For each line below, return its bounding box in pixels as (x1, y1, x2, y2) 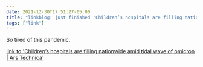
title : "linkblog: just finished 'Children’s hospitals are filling (6, 14, 182, 20)
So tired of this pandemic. (6, 36, 71, 44)
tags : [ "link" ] (6, 20, 45, 26)
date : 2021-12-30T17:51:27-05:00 (6, 8, 91, 15)
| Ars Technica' (6, 54, 44, 62)
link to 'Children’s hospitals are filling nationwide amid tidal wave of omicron (6, 48, 195, 55)
